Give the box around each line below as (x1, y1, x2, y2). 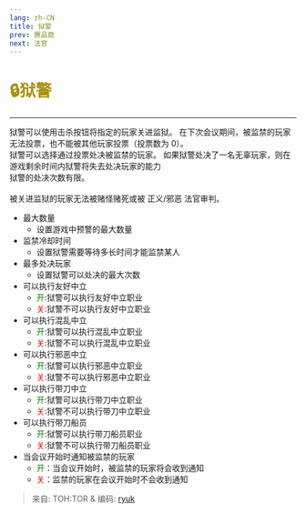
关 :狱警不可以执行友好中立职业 (36, 304, 151, 315)
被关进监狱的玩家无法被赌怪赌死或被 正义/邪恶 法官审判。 (9, 193, 225, 205)
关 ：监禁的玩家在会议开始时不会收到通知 (36, 474, 189, 485)
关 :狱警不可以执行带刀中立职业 (36, 406, 151, 417)
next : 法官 (9, 38, 48, 48)
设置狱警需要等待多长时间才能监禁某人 (36, 246, 180, 257)
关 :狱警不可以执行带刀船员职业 (36, 440, 151, 451)
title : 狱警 (9, 22, 52, 31)
